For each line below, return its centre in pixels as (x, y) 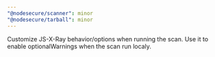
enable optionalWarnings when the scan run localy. (79, 46)
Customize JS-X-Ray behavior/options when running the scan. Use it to (108, 39)
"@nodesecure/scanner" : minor (50, 13)
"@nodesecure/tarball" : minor (50, 20)
